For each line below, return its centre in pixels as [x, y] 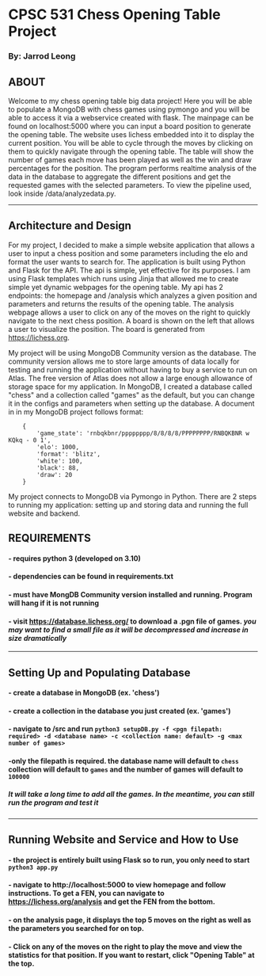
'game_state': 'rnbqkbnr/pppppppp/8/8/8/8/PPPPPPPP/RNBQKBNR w [143, 433]
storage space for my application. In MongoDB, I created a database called [130, 387]
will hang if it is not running [54, 603]
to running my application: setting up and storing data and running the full [128, 505]
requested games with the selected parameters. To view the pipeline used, [130, 185]
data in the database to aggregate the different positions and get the [120, 177]
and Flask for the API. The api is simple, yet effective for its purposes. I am [129, 270]
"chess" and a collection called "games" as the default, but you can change [131, 395]
